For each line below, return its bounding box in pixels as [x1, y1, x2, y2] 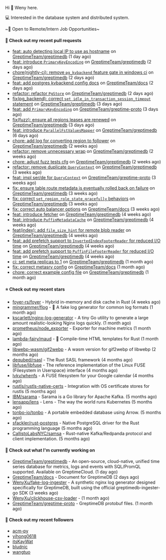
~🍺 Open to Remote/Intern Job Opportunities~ [5, 26, 100, 32]
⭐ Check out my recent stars [5, 286, 65, 292]
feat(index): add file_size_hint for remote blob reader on [12, 227, 131, 233]
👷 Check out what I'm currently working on [5, 447, 95, 453]
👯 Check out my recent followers [5, 517, 74, 523]
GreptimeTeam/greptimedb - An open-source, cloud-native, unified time [12, 458, 160, 464]
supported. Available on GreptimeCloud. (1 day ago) [12, 468, 118, 475]
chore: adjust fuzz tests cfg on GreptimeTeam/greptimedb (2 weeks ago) [12, 159, 161, 165]
